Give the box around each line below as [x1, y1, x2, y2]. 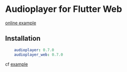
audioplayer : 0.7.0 [14, 47, 55, 53]
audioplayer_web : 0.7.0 [14, 52, 63, 57]
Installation [5, 34, 41, 43]
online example [5, 20, 36, 26]
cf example [5, 61, 28, 67]
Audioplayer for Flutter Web [5, 3, 123, 15]
